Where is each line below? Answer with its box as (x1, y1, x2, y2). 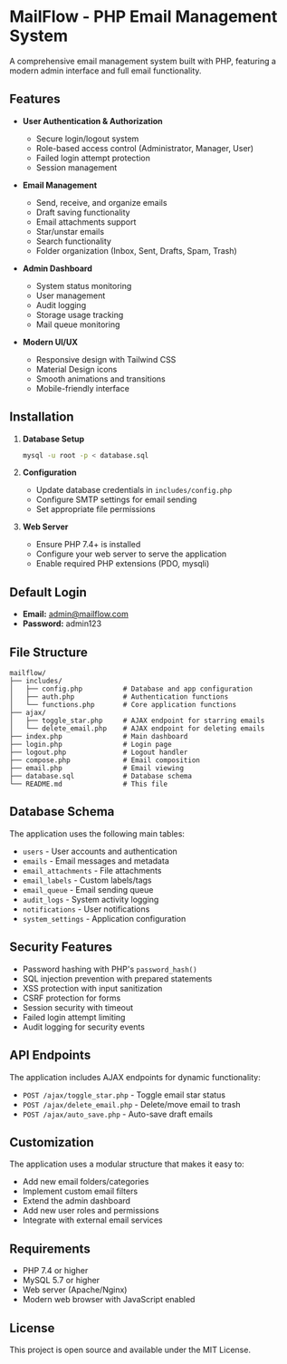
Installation (9, 410, 74, 425)
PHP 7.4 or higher (22, 1265, 89, 1276)
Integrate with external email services (22, 1214, 163, 1225)
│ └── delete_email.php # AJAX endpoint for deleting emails (9, 724, 265, 733)
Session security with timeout (22, 1001, 134, 1012)
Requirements (9, 1241, 91, 1256)
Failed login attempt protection (35, 152, 151, 163)
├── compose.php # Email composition (9, 756, 201, 765)
